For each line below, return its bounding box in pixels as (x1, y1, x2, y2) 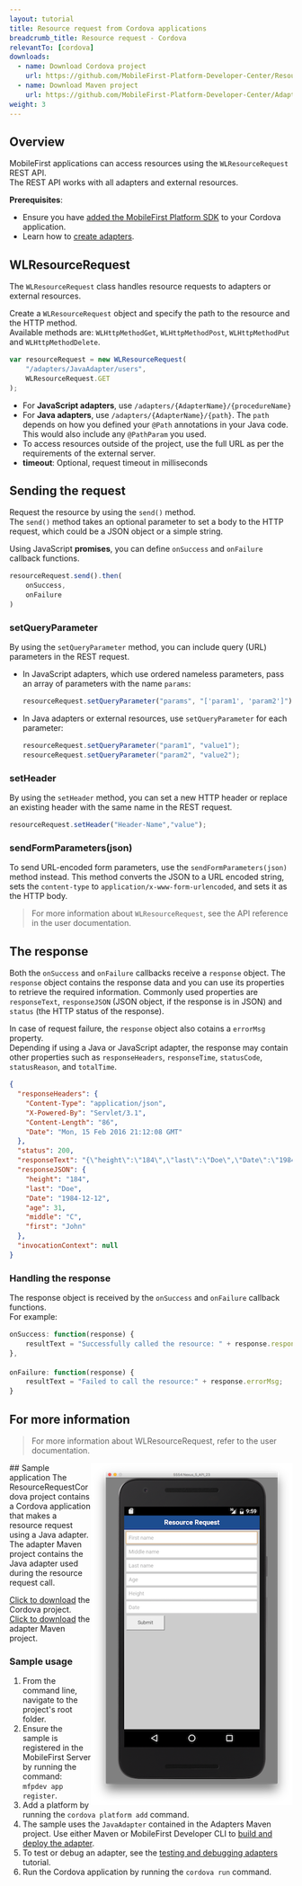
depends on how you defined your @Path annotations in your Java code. (22, 419, 289, 430)
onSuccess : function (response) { (9, 1330, 135, 1339)
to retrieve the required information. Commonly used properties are (9, 987, 259, 998)
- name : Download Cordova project (17, 62, 147, 71)
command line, (22, 1686, 78, 1696)
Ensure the (22, 1723, 63, 1734)
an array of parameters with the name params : (22, 679, 191, 689)
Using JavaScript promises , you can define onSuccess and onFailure (9, 544, 263, 555)
